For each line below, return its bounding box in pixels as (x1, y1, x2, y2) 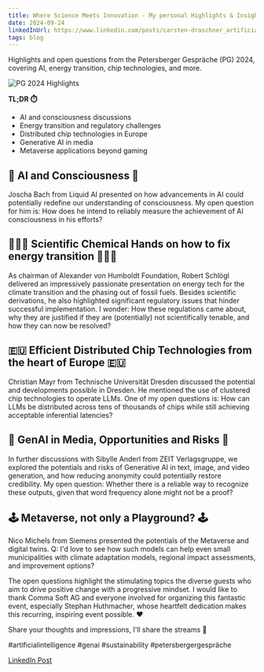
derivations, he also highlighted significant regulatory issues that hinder (8, 296, 240, 305)
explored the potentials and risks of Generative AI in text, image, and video (8, 462, 250, 472)
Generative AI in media (19, 138, 93, 147)
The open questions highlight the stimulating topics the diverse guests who (8, 576, 251, 586)
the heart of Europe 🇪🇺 (8, 356, 126, 370)
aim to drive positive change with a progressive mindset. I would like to (8, 585, 238, 594)
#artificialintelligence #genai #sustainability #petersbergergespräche (8, 641, 232, 650)
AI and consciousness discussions (19, 113, 132, 122)
